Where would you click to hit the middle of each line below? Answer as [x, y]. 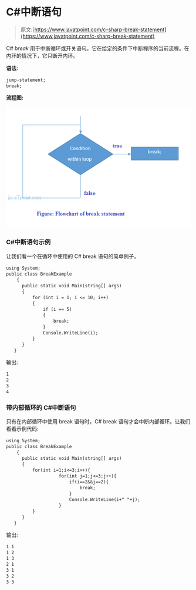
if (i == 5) [58, 309]
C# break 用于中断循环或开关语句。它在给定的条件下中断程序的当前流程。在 [98, 48]
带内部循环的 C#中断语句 [41, 407]
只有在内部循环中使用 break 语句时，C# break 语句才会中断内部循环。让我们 [98, 422]
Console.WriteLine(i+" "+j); [105, 500]
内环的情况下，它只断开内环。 [42, 55]
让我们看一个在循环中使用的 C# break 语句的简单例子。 [73, 256]
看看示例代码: [23, 429]
